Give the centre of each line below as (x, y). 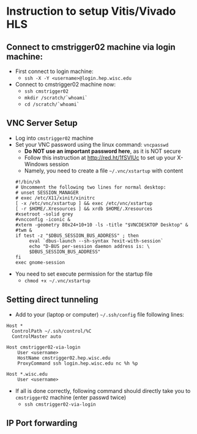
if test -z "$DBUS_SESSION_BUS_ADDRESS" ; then (77, 235)
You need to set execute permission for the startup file (84, 274)
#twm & (24, 230)
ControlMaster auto (37, 336)
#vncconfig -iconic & (43, 219)
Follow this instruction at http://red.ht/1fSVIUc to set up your (100, 157)
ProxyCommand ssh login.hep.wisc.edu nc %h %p (78, 363)
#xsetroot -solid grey (44, 214)
